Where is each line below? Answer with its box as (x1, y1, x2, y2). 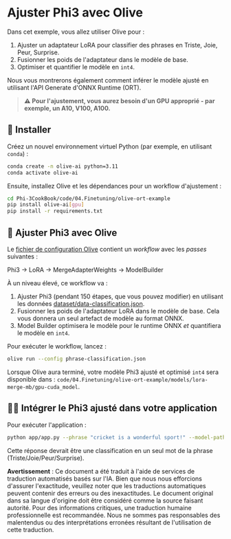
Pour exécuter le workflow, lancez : (7, 342, 107, 350)
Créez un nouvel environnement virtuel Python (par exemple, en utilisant (7, 142, 212, 151)
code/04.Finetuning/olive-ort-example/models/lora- (57, 376, 208, 383)
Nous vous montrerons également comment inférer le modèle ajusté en (7, 76, 209, 84)
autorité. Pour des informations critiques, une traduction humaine (7, 503, 192, 511)
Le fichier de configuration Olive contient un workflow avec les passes (7, 245, 207, 253)
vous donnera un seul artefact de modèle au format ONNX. (16, 314, 184, 322)
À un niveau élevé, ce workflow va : (7, 278, 108, 287)
